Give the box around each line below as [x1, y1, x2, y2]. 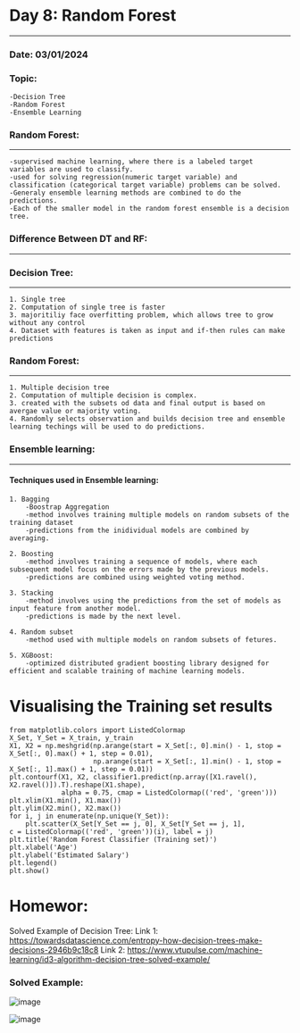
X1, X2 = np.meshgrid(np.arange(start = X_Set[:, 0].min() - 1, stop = [9, 741, 281, 750]
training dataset [9, 518, 74, 527]
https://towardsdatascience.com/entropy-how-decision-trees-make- [9, 935, 263, 946]
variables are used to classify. [9, 165, 134, 174]
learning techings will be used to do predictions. [9, 422, 205, 431]
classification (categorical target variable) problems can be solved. [9, 180, 281, 190]
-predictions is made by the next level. [25, 612, 181, 621]
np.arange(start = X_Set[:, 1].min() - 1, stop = [93, 756, 281, 766]
